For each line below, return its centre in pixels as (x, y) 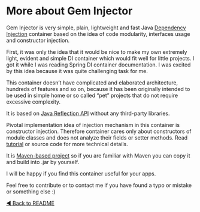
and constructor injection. (38, 40)
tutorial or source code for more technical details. (67, 144)
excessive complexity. (34, 102)
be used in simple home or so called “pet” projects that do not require (92, 95)
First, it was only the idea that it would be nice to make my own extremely (97, 52)
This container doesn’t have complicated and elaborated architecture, (92, 83)
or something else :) (31, 191)
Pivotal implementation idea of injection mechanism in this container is (93, 125)
